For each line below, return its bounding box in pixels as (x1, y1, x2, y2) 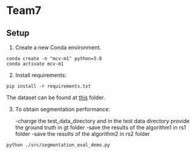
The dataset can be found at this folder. (6, 94, 105, 101)
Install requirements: (15, 72, 67, 79)
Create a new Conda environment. (15, 44, 102, 51)
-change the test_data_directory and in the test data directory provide (15, 118, 190, 124)
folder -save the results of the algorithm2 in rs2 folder (15, 130, 150, 137)
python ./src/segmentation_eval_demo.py (6, 142, 111, 148)
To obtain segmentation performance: (15, 105, 111, 113)
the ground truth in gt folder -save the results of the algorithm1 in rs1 (15, 124, 186, 131)
